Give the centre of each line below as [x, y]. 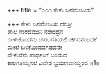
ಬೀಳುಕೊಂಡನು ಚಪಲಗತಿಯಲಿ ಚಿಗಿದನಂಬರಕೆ [52, 39]
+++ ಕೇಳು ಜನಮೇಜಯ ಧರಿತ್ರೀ [40, 24]
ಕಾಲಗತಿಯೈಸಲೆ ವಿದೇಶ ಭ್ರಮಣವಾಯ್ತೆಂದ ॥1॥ [54, 63]
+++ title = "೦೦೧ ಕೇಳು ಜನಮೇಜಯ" [51, 10]
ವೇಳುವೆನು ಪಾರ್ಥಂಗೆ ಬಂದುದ [37, 55]
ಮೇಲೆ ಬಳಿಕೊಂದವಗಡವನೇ [35, 47]
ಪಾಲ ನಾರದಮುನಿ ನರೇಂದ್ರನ [35, 31]
